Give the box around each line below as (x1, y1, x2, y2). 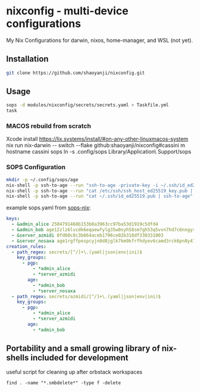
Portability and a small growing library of (6, 344, 161, 354)
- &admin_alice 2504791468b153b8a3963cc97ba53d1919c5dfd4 (11, 221, 159, 228)
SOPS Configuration (6, 163, 66, 171)
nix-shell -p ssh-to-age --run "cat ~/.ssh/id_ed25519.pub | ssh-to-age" (6, 193, 193, 200)
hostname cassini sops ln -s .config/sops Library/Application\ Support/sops (6, 148, 192, 155)
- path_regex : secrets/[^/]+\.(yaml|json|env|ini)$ (11, 249, 143, 255)
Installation (6, 54, 49, 64)
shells (6, 353, 29, 363)
